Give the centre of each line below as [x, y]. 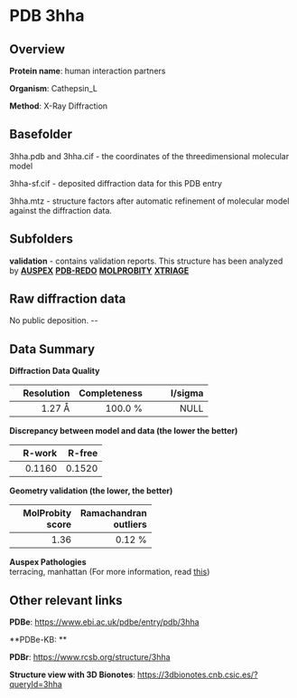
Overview [37, 49]
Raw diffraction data [68, 299]
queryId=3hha [36, 684]
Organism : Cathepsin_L [53, 88]
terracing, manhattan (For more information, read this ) [110, 572]
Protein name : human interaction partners [88, 71]
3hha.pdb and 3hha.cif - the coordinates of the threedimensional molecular [149, 156]
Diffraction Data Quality [55, 371]
